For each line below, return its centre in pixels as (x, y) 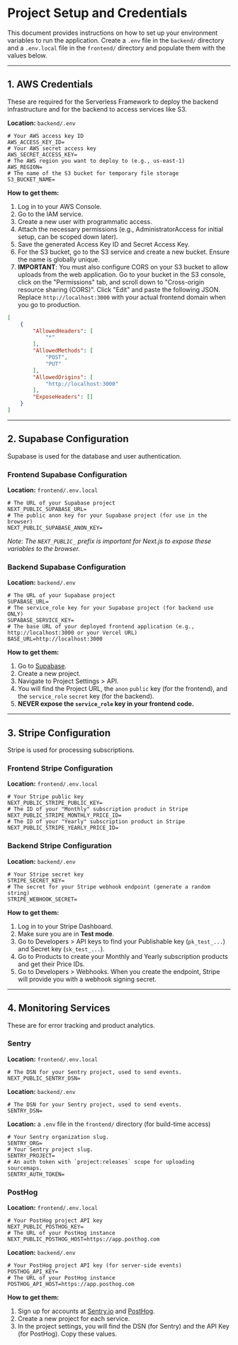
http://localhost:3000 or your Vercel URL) (73, 633)
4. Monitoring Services (59, 1008)
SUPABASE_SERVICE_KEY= (41, 621)
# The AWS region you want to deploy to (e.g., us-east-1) (96, 161)
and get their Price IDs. (51, 964)
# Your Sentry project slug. (50, 1150)
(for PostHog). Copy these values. (67, 1334)
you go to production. (49, 304)
